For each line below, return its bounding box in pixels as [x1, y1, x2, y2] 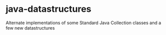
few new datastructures [6, 25, 55, 31]
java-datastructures [6, 3, 92, 15]
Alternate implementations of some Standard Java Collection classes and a [6, 20, 161, 26]
